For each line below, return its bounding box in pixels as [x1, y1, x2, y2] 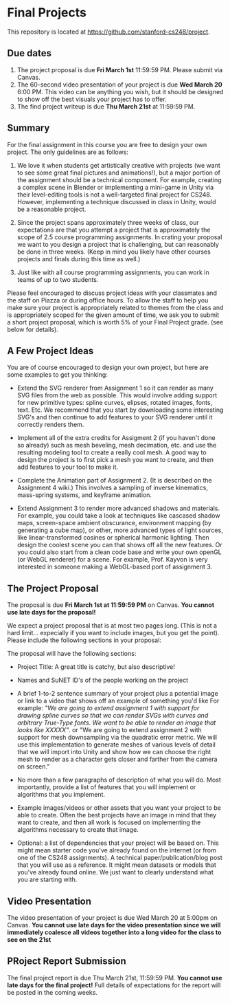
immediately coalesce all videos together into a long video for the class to [7, 928, 222, 936]
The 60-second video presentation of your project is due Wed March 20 [16, 80, 223, 89]
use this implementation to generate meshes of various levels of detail [16, 740, 216, 749]
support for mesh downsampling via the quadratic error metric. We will [16, 734, 218, 742]
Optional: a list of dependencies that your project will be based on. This [16, 839, 219, 847]
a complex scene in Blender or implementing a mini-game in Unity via [16, 183, 214, 191]
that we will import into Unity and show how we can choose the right [16, 748, 211, 756]
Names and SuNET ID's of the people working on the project [16, 676, 189, 685]
